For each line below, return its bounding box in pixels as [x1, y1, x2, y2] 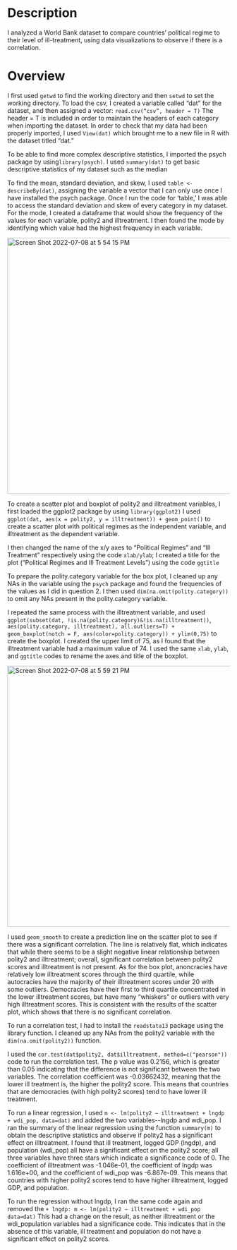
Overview [7, 68, 66, 84]
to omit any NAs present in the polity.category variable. [7, 594, 168, 602]
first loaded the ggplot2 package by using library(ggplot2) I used [7, 506, 201, 516]
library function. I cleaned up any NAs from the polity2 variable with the [7, 1028, 215, 1037]
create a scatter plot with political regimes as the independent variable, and [7, 522, 227, 530]
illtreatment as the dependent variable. [7, 529, 120, 538]
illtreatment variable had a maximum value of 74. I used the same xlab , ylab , [7, 644, 229, 653]
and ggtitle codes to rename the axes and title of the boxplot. [7, 651, 188, 660]
